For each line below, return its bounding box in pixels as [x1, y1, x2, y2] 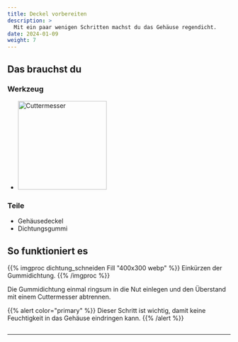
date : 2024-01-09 [7, 30, 59, 38]
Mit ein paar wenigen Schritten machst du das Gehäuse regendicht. [13, 23, 217, 31]
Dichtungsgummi [17, 224, 68, 233]
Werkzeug [7, 84, 44, 94]
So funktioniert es [7, 245, 89, 257]
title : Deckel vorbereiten [7, 10, 87, 18]
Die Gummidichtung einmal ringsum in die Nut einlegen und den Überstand [7, 285, 227, 293]
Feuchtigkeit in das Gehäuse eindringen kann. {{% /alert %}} [7, 314, 184, 322]
